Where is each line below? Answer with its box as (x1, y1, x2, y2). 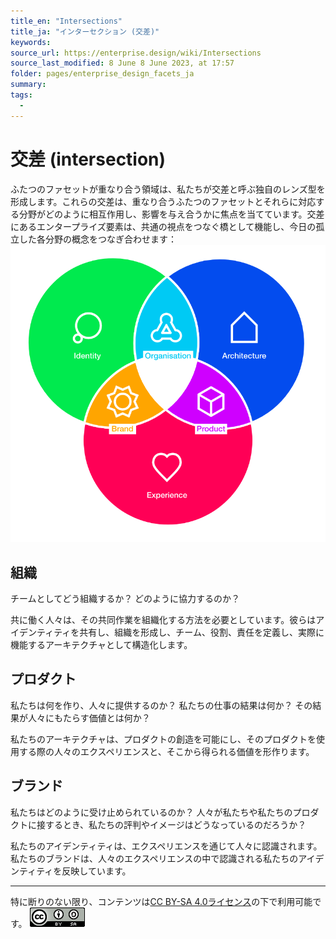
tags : (10, 90, 33, 100)
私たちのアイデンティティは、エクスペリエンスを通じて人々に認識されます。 (10, 840, 323, 852)
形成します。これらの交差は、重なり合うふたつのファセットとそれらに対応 (10, 195, 317, 207)
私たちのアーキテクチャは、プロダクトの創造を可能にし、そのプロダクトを (10, 733, 317, 745)
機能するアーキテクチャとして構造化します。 (10, 639, 193, 651)
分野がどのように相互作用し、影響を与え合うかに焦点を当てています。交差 (18, 208, 325, 220)
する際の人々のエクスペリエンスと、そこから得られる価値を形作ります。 (18, 745, 315, 757)
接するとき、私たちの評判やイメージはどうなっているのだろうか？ (36, 818, 307, 830)
